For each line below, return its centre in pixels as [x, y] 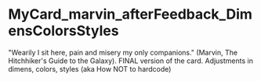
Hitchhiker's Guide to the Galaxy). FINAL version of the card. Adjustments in [130, 61]
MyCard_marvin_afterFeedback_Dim [130, 14]
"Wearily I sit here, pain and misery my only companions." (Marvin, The [123, 52]
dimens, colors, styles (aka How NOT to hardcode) [90, 69]
